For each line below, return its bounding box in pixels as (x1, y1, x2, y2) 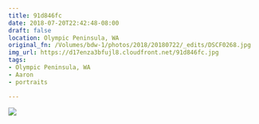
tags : (8, 56, 26, 64)
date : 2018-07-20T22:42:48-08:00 (8, 19, 120, 27)
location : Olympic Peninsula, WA (8, 33, 120, 42)
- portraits (8, 78, 48, 86)
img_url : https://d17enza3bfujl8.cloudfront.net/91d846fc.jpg (8, 48, 219, 56)
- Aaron (8, 71, 34, 79)
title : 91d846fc (8, 11, 62, 20)
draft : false (8, 26, 52, 34)
